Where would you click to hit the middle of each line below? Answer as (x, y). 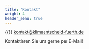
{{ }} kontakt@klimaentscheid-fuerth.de (44, 32)
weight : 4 (15, 14)
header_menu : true (24, 18)
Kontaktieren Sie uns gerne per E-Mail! (44, 41)
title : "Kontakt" (23, 9)
